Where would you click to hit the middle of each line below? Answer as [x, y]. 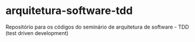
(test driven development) [37, 33]
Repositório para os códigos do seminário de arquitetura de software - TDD [97, 27]
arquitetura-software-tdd [69, 11]
